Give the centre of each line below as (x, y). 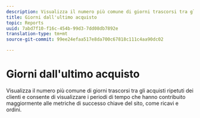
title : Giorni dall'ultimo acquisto (51, 17)
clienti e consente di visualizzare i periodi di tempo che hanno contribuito (96, 97)
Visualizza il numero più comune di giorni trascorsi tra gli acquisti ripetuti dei (100, 91)
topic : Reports (25, 23)
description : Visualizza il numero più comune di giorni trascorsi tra (97, 12)
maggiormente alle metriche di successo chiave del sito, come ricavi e (92, 103)
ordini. (14, 109)
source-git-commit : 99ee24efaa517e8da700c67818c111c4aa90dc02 (85, 39)
